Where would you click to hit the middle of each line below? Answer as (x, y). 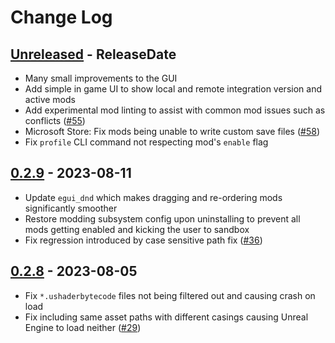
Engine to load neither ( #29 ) (83, 327)
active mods (50, 99)
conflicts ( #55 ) (55, 120)
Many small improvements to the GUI (101, 78)
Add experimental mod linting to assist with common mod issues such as (175, 110)
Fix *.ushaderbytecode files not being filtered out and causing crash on (170, 295)
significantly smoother (71, 208)
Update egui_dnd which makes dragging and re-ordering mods (153, 197)
